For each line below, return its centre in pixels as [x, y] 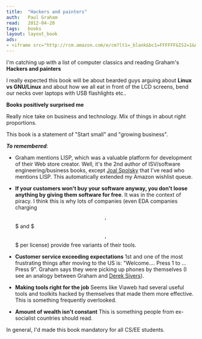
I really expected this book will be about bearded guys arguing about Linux [99, 80]
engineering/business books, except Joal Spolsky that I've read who [99, 170]
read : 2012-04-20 [31, 23]
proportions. [22, 122]
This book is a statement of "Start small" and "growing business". [87, 134]
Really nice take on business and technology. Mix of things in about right [96, 116]
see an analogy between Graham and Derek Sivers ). [79, 275]
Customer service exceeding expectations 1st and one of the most [99, 256]
